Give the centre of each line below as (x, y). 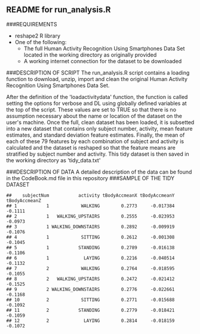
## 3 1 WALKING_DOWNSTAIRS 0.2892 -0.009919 (90, 227)
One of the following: (41, 42)
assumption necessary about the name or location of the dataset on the (94, 116)
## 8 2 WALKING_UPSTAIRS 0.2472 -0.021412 (90, 279)
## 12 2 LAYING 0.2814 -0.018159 (90, 321)
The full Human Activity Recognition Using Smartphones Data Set (104, 48)
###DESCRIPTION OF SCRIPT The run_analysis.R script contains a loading (98, 72)
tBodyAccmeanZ (24, 200)
